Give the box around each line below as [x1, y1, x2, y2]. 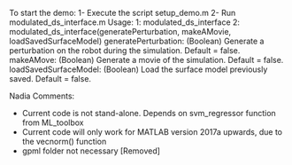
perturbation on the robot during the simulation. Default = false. [9, 45, 241, 56]
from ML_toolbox [21, 117, 84, 128]
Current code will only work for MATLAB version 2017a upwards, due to [21, 127, 283, 137]
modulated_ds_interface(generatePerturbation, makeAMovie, [9, 27, 232, 36]
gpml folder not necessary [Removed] [21, 145, 161, 156]
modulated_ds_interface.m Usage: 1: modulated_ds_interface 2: [9, 17, 241, 27]
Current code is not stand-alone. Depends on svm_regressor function [21, 108, 276, 118]
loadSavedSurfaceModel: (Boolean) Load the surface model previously [9, 64, 268, 75]
